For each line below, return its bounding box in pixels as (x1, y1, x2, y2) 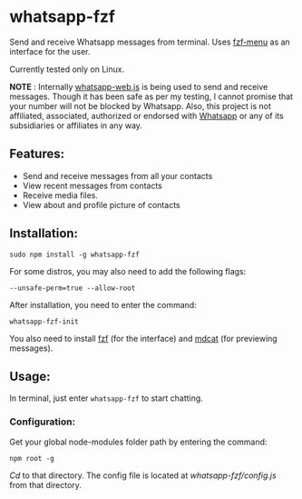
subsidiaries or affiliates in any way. (9, 120, 143, 131)
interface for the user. (9, 45, 91, 56)
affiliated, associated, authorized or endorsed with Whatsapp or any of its (9, 110, 284, 121)
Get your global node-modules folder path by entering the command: (9, 436, 268, 447)
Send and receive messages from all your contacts (22, 170, 213, 181)
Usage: (9, 368, 52, 384)
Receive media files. (22, 189, 98, 201)
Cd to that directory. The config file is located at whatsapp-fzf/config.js (9, 470, 277, 481)
